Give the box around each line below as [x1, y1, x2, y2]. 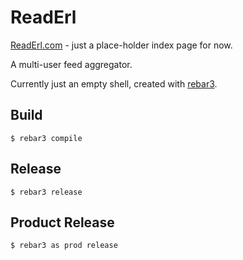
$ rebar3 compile [10, 133, 83, 143]
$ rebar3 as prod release [10, 241, 118, 251]
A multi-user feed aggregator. [10, 58, 133, 70]
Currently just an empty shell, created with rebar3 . [10, 77, 218, 90]
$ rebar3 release [10, 187, 83, 197]
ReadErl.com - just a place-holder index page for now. [10, 39, 233, 51]
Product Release [10, 214, 115, 231]
